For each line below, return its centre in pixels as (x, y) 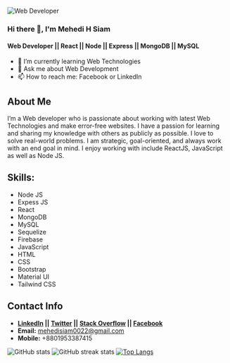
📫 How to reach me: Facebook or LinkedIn (79, 77)
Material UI (33, 277)
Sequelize (32, 232)
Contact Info (35, 306)
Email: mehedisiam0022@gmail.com (71, 331)
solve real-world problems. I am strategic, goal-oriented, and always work (114, 140)
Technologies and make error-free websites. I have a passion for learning (114, 126)
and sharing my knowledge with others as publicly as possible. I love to (110, 133)
